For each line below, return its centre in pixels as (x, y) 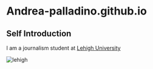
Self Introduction (39, 34)
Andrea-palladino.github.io (77, 11)
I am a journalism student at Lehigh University (63, 48)
